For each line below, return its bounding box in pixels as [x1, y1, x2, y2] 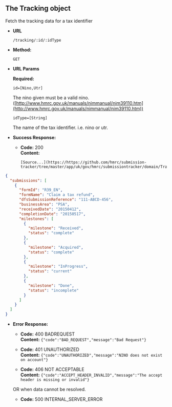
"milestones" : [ [18, 216, 54, 221]
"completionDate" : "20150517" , [18, 211, 86, 216]
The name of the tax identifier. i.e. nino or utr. [12, 124, 109, 131]
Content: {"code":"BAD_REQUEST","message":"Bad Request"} [20, 337, 147, 343]
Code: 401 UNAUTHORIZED [20, 346, 79, 353]
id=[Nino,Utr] [12, 85, 43, 90]
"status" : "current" [28, 269, 72, 274]
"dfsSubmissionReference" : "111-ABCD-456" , [18, 197, 114, 202]
